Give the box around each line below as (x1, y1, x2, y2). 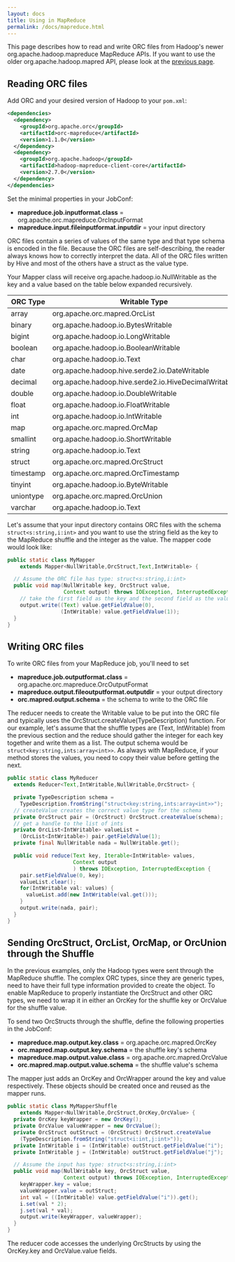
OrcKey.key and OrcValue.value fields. (7, 1247, 117, 1255)
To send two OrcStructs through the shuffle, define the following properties (7, 1017, 225, 1025)
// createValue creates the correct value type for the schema (13, 806, 201, 814)
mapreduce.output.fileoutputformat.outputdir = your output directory (17, 688, 223, 696)
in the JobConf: (7, 1025, 52, 1033)
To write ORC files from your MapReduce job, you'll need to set (7, 659, 190, 667)
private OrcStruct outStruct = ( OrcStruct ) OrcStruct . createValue (13, 1129, 211, 1136)
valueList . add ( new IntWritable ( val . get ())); (25, 891, 158, 898)
